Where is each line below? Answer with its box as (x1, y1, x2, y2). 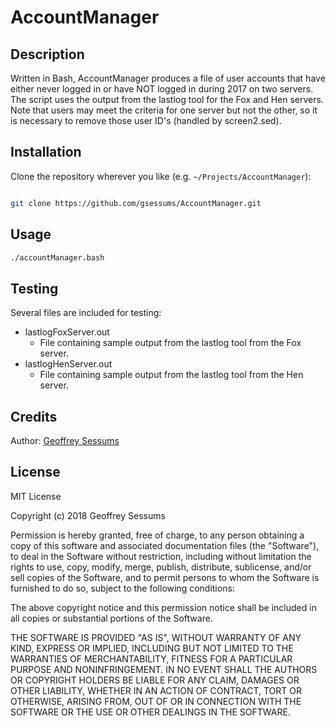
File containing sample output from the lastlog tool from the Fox (39, 337, 302, 349)
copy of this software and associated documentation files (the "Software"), (10, 539, 320, 551)
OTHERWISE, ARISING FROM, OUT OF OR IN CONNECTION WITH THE (10, 695, 302, 707)
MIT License (10, 490, 62, 502)
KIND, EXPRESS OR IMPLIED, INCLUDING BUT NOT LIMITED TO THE (10, 642, 294, 654)
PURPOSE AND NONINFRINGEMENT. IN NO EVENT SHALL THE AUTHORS (10, 663, 318, 675)
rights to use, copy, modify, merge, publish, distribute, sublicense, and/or (10, 561, 312, 573)
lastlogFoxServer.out (24, 326, 110, 338)
